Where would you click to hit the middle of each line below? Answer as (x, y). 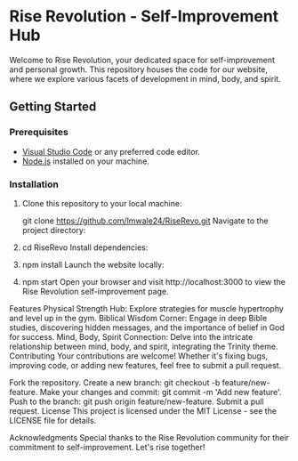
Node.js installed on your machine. (85, 161)
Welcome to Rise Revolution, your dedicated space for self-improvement (142, 60)
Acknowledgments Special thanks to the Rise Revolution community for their (149, 437)
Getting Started (53, 107)
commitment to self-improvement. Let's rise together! (107, 447)
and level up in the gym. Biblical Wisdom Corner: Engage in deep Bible (138, 318)
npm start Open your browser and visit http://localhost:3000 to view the (154, 281)
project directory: (54, 230)
